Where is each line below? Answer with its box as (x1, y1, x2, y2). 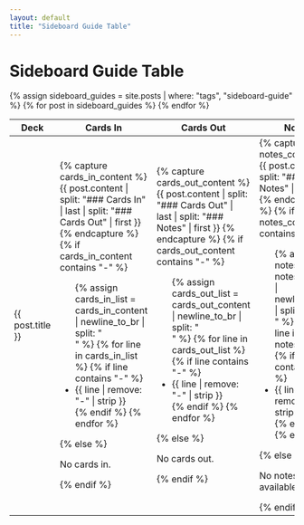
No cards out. (157, 453, 214, 465)
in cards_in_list (75, 349, 138, 362)
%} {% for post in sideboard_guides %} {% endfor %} (9, 100, 210, 111)
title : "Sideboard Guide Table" (9, 22, 131, 31)
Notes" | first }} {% (157, 222, 235, 234)
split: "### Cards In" (59, 194, 147, 206)
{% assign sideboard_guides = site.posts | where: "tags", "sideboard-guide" (9, 91, 293, 101)
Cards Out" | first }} (59, 216, 142, 229)
